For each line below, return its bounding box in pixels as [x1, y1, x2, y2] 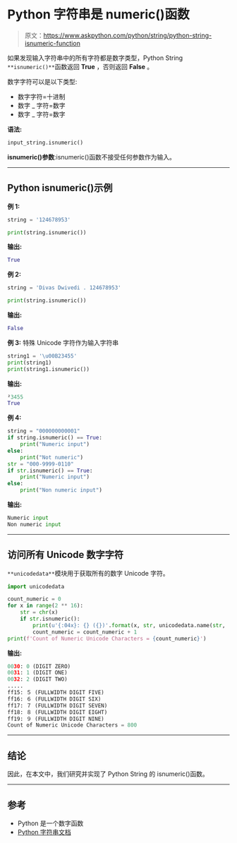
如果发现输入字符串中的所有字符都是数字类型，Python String [7, 54, 183, 62]
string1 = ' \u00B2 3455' [7, 352, 78, 360]
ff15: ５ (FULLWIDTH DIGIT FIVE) [7, 689, 104, 696]
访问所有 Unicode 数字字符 [7, 549, 124, 561]
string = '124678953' [7, 216, 71, 223]
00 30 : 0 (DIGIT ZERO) [7, 662, 71, 670]
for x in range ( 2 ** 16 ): [7, 602, 83, 609]
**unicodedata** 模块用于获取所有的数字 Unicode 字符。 [7, 569, 169, 577]
